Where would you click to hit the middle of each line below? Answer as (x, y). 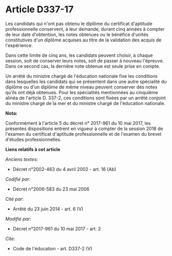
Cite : (10, 239)
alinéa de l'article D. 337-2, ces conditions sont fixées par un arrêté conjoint (85, 98)
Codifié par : (18, 179)
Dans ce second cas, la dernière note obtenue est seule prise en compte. (83, 66)
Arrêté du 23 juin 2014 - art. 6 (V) (48, 209)
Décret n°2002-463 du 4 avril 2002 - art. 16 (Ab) (64, 169)
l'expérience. (19, 45)
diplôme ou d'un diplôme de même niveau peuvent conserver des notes (81, 87)
